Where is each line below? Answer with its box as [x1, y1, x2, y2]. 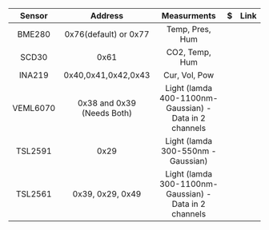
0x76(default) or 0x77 [64, 29, 150, 39]
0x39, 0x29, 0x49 [72, 188, 142, 199]
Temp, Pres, [166, 24, 211, 34]
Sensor [19, 10, 48, 21]
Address [90, 10, 124, 21]
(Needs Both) [81, 108, 132, 118]
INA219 [18, 69, 50, 81]
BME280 [17, 29, 50, 39]
